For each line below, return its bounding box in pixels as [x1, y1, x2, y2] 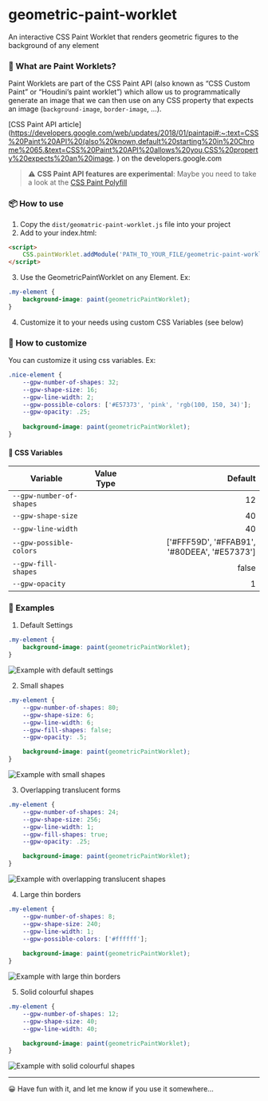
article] [58, 120, 82, 130]
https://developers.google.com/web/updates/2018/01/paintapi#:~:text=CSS [10, 128, 259, 138]
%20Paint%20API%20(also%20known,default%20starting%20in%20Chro [8, 137, 255, 146]
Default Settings [19, 620, 73, 630]
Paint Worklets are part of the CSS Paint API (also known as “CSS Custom [8, 78, 250, 89]
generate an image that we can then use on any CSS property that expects [8, 96, 254, 106]
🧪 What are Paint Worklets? [8, 60, 116, 71]
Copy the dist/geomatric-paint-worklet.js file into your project [19, 219, 231, 229]
